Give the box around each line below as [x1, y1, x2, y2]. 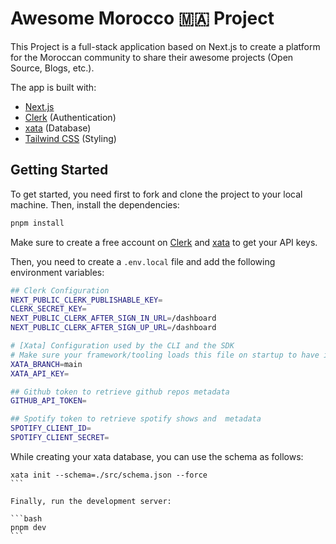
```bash [10, 513, 43, 524]
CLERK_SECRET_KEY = [10, 304, 87, 314]
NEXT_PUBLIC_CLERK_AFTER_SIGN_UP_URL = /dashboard [10, 323, 217, 333]
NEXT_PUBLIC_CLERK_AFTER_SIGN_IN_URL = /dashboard [10, 313, 217, 324]
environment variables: [10, 266, 105, 278]
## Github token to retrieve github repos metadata [10, 387, 230, 397]
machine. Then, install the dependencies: [10, 198, 180, 211]
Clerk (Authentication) [24, 111, 117, 123]
